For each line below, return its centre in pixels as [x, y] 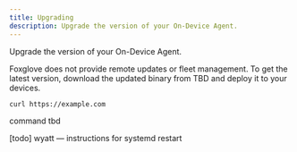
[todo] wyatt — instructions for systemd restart [96, 139]
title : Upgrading [42, 17]
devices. [25, 88]
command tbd [35, 121]
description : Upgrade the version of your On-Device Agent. [124, 26]
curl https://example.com [57, 104]
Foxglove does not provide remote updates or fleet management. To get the [148, 69]
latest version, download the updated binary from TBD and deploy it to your [148, 78]
